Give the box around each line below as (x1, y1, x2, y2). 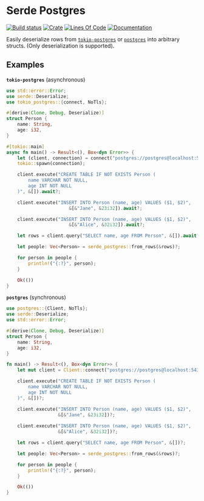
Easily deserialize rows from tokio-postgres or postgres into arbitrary (6, 35, 180, 43)
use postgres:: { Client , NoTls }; (6, 306, 88, 312)
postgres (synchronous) (6, 293, 67, 301)
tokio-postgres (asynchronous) (6, 75, 86, 83)
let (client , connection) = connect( (17, 155, 113, 161)
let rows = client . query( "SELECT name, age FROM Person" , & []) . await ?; (17, 233, 202, 239)
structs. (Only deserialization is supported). (6, 42, 115, 49)
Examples (6, 60, 44, 70)
